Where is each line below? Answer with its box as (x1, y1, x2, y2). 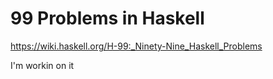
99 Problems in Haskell (10, 7, 205, 30)
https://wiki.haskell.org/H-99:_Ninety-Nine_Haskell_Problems (10, 40, 263, 52)
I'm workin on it (10, 59, 75, 71)
